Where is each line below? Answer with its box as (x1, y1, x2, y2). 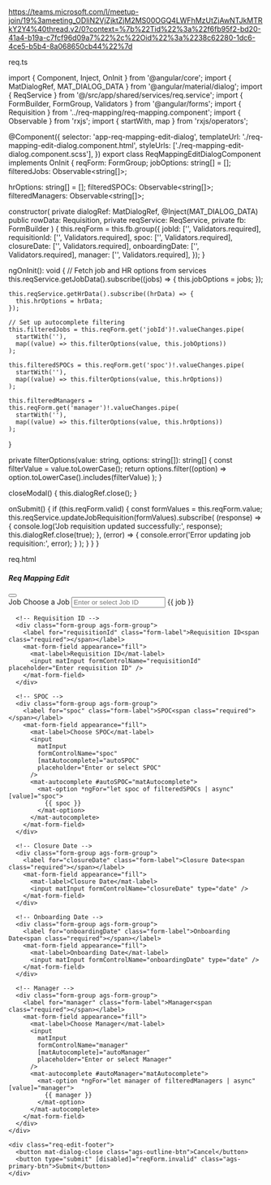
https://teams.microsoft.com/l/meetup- (8, 7, 140, 16)
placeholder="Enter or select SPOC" (37, 764, 161, 772)
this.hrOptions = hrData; (15, 297, 104, 305)
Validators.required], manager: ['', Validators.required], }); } (8, 250, 205, 259)
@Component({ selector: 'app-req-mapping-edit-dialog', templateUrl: (8, 132, 241, 142)
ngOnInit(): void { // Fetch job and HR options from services (8, 266, 207, 275)
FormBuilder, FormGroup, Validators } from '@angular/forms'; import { (8, 99, 242, 108)
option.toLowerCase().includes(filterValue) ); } (8, 473, 162, 482)
